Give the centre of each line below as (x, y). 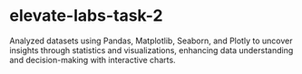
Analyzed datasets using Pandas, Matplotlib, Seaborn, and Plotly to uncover (151, 41)
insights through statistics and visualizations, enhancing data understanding (151, 50)
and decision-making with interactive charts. (93, 60)
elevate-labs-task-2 (86, 16)
